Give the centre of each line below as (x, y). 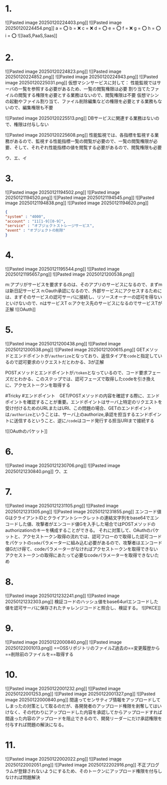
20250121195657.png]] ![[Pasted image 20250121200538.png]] (70, 274)
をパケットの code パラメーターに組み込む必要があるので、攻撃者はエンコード (84, 543)
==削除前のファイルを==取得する (39, 654)
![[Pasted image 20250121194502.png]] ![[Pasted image (63, 192)
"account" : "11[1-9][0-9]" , (35, 221)
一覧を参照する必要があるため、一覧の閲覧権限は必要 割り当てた (84, 89)
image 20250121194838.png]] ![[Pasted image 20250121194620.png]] (77, 203)
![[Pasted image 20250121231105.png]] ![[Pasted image (62, 505)
